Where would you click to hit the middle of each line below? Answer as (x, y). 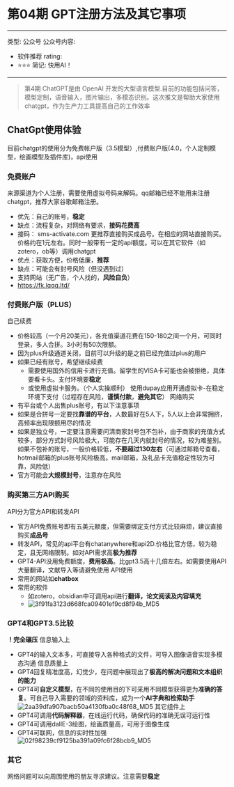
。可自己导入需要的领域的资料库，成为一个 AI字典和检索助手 (109, 698)
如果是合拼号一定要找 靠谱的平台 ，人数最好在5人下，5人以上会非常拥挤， (122, 414)
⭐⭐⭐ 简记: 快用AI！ (45, 65)
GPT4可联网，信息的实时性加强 (62, 733)
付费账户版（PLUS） (42, 304)
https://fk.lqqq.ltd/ (44, 286)
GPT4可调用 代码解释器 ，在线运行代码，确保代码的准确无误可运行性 (114, 715)
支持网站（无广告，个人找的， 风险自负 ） (75, 278)
